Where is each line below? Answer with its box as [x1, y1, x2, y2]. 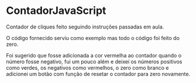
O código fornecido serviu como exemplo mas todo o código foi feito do [6, 34, 180, 41]
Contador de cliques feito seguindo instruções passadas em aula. [6, 23, 164, 30]
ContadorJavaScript [6, 4, 106, 17]
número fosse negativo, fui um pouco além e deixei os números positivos [6, 58, 183, 65]
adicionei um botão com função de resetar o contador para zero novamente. [6, 70, 191, 77]
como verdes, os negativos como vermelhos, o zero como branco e [6, 64, 169, 71]
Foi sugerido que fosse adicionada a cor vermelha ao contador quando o [6, 52, 182, 59]
